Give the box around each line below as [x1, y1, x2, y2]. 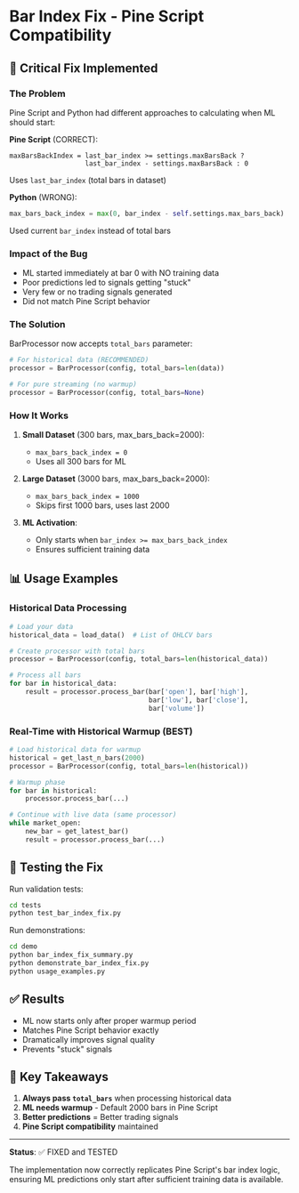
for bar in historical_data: [9, 679, 117, 689]
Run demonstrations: [9, 925, 86, 936]
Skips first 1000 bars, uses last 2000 [35, 500, 170, 511]
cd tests [9, 900, 42, 909]
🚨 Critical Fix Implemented [9, 60, 158, 76]
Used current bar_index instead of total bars [9, 225, 172, 236]
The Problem [9, 87, 67, 100]
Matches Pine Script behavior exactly [21, 1025, 159, 1036]
